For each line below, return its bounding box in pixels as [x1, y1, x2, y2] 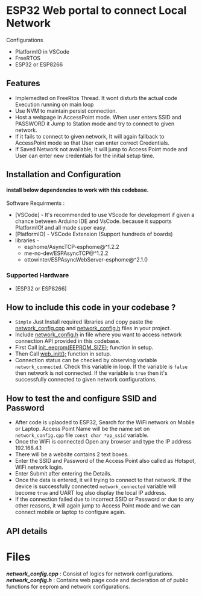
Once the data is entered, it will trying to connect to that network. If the [14, 477, 192, 484]
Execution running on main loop [14, 101, 94, 108]
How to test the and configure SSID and [6, 393, 157, 404]
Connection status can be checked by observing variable [14, 357, 157, 364]
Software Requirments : [6, 199, 65, 207]
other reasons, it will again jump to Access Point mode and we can [14, 502, 181, 509]
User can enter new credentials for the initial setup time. [14, 152, 155, 159]
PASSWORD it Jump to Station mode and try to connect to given [14, 120, 175, 127]
